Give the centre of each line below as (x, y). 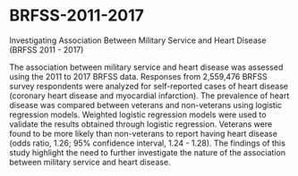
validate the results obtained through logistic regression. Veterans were (141, 124)
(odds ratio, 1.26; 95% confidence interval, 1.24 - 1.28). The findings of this (148, 143)
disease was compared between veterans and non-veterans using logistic (146, 105)
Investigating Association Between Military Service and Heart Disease (138, 40)
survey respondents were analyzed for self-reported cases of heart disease (149, 86)
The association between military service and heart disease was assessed (146, 67)
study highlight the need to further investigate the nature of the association (148, 152)
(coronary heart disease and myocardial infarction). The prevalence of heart (149, 96)
